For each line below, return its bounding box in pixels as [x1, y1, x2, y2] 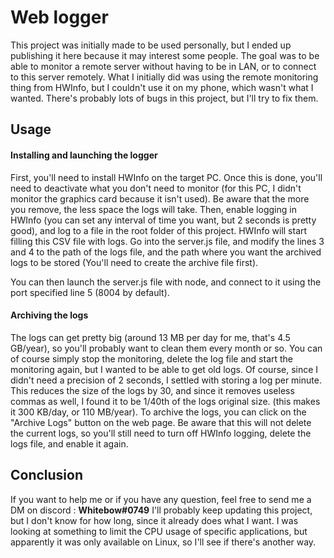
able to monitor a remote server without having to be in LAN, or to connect [10, 60, 317, 72]
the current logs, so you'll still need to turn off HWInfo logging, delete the [10, 427, 312, 439]
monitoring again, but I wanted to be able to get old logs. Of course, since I [10, 363, 319, 375]
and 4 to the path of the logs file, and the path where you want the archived [10, 246, 322, 258]
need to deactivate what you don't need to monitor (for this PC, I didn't [10, 182, 302, 194]
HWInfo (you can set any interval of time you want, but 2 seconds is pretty [10, 214, 317, 226]
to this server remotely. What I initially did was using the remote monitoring [10, 71, 319, 83]
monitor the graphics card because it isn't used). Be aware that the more [10, 192, 310, 205]
